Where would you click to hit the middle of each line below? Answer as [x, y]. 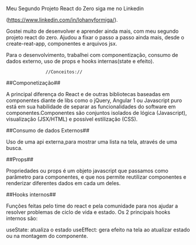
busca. [14, 148]
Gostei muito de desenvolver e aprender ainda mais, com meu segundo [92, 31]
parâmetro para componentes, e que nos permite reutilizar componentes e [96, 177]
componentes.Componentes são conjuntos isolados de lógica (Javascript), [97, 113]
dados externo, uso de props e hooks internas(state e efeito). [80, 61]
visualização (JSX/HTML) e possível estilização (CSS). [72, 119]
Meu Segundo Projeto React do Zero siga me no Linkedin [75, 8]
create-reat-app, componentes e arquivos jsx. [62, 44]
